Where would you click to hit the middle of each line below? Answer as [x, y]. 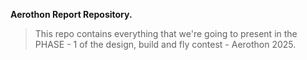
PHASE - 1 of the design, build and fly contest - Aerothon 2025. [165, 44]
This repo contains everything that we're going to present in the [166, 33]
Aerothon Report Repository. [71, 14]
